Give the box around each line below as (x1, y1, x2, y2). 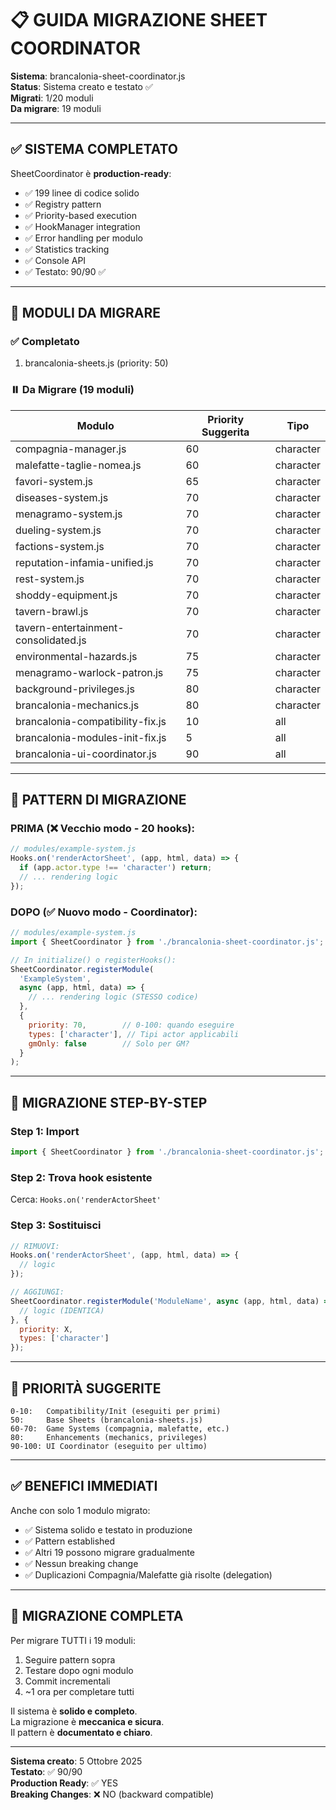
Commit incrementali (24, 1675, 111, 1687)
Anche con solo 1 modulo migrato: (10, 1504, 151, 1516)
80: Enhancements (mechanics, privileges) (10, 1432, 208, 1442)
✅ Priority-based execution (24, 209, 138, 221)
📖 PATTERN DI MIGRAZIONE (10, 792, 187, 809)
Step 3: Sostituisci (10, 1218, 102, 1232)
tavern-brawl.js (15, 604, 89, 618)
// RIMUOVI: (10, 1241, 60, 1251)
